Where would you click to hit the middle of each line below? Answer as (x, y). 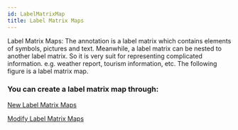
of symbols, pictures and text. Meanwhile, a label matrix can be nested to (115, 48)
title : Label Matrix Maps (45, 21)
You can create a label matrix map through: (83, 90)
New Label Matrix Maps (42, 104)
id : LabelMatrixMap (36, 14)
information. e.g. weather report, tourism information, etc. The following (112, 63)
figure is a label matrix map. (48, 71)
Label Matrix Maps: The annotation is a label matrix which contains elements (119, 40)
